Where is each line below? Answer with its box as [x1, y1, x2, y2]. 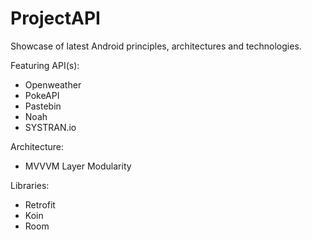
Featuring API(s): [10, 59, 80, 71]
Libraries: [10, 179, 50, 191]
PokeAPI [24, 89, 60, 101]
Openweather [24, 78, 82, 91]
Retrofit [24, 198, 56, 211]
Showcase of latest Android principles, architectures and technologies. [10, 40, 302, 52]
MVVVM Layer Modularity [24, 160, 132, 172]
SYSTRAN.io [24, 121, 77, 133]
